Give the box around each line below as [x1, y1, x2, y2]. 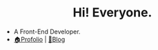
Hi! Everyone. [72, 5, 152, 21]
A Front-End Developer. [13, 27, 81, 36]
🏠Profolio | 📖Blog [13, 35, 66, 43]
